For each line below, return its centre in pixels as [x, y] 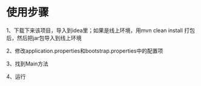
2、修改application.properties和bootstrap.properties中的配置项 [85, 51]
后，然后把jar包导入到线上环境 [44, 38]
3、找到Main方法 [27, 64]
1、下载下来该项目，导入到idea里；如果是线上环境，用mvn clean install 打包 [100, 30]
